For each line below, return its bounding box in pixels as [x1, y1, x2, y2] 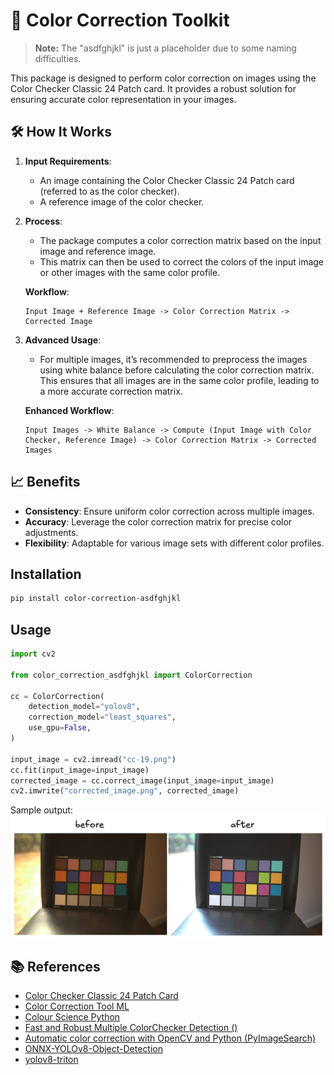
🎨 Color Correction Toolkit [10, 9, 230, 32]
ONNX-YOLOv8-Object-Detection [24, 1043, 164, 1055]
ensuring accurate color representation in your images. [10, 93, 237, 105]
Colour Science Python [24, 1011, 121, 1023]
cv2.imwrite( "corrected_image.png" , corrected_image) [10, 786, 240, 796]
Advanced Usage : [24, 334, 102, 346]
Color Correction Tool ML [24, 1000, 130, 1013]
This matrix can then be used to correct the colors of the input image [39, 255, 325, 268]
